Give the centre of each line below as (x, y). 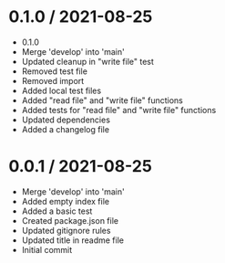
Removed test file (55, 71)
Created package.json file (70, 220)
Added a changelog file (66, 129)
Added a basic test (57, 211)
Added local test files (61, 90)
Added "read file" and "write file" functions (102, 100)
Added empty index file (66, 201)
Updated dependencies (66, 120)
